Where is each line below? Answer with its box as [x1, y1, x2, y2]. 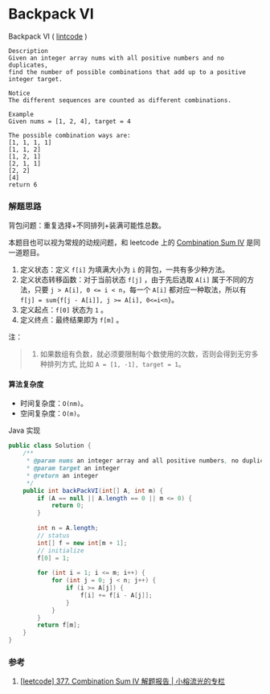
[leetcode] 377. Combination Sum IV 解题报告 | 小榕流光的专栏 [19, 676, 225, 686]
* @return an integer [26, 471, 99, 479]
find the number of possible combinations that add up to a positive [8, 68, 247, 76]
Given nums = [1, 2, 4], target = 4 [8, 117, 131, 125]
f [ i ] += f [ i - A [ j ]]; [80, 591, 153, 599]
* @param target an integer [26, 464, 121, 473]
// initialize [37, 546, 84, 555]
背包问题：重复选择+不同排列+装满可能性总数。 [8, 220, 166, 230]
